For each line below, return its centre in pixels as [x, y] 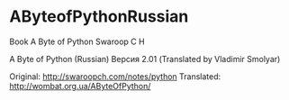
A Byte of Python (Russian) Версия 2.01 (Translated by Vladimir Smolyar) [145, 59]
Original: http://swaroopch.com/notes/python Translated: [115, 76]
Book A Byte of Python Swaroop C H [77, 41]
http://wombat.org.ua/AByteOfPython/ [80, 86]
